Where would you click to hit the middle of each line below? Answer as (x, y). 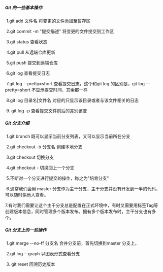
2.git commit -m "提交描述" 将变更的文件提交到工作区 (60, 31)
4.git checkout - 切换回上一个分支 (40, 168)
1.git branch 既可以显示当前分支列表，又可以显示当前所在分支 (68, 136)
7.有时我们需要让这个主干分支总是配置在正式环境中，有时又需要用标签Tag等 (82, 205)
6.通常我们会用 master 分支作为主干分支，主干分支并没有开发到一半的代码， (83, 188)
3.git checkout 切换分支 (30, 157)
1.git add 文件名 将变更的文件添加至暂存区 (49, 21)
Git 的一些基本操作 (24, 7)
